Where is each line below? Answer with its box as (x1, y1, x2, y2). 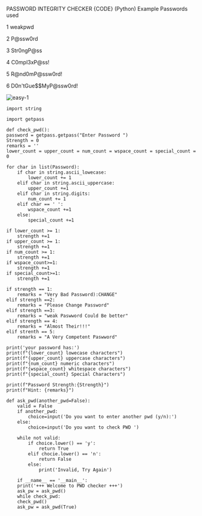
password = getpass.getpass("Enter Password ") (6, 132, 129, 138)
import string (6, 106, 42, 112)
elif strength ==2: (6, 297, 56, 303)
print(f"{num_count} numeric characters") (6, 361, 115, 367)
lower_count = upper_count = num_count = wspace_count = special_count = (6, 148, 197, 154)
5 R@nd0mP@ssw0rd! (6, 70, 62, 78)
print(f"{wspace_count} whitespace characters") (6, 366, 131, 372)
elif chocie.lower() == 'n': (28, 451, 102, 457)
